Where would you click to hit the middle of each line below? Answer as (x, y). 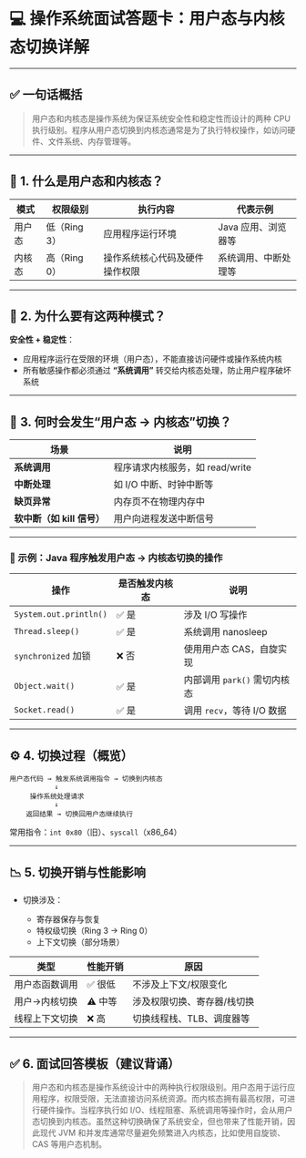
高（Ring (65, 258)
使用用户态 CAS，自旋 (231, 650)
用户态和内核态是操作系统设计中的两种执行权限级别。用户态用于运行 (159, 1087)
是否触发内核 (145, 584)
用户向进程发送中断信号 (163, 518)
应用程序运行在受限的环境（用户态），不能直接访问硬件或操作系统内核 (152, 359)
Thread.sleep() (47, 631)
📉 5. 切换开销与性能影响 (77, 872)
